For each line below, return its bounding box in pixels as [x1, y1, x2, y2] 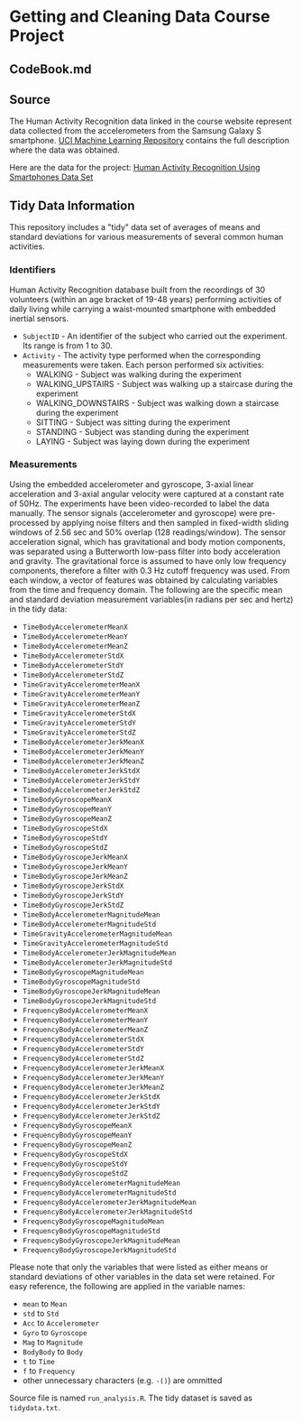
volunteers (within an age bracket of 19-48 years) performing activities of [9, 293, 282, 304]
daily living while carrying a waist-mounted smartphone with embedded [9, 303, 277, 314]
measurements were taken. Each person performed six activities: [22, 359, 264, 370]
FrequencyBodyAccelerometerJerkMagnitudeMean [22, 1197, 197, 1206]
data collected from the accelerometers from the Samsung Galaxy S [9, 125, 262, 136]
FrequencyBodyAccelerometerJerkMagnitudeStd [22, 1207, 193, 1216]
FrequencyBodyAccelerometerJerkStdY [22, 1102, 160, 1111]
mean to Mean [22, 1297, 68, 1309]
